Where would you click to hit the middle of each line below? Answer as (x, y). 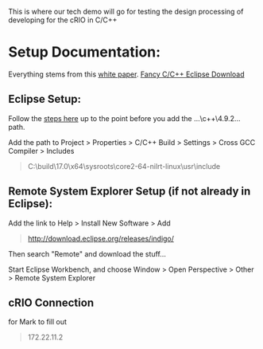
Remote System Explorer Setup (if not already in (130, 192)
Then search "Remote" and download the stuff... (87, 253)
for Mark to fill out (38, 322)
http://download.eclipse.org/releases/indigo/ (101, 238)
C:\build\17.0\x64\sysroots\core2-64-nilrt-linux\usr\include (124, 166)
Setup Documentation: (85, 52)
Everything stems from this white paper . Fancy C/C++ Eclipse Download (126, 74)
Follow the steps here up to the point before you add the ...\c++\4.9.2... (124, 118)
